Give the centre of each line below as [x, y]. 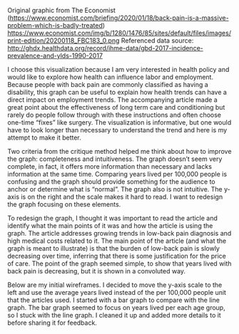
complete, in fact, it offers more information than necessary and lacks [110, 166]
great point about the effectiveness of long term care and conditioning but [116, 107]
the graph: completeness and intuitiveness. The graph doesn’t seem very [115, 159]
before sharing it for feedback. [52, 323]
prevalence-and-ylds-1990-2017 [55, 56]
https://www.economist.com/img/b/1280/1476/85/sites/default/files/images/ [119, 33]
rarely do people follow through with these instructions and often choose [115, 115]
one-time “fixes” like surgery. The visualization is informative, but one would [119, 122]
